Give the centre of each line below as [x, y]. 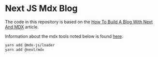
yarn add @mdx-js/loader [30, 45]
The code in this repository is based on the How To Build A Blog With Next [79, 22]
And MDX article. [22, 27]
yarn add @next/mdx [25, 50]
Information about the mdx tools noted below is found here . [64, 36]
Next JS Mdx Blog [41, 8]
